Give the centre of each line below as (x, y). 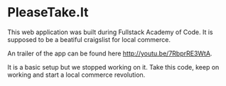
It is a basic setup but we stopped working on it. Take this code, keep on (113, 67)
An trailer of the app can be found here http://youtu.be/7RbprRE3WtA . (110, 53)
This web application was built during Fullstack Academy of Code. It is (110, 32)
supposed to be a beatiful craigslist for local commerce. (89, 39)
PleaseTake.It (48, 12)
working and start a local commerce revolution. (76, 75)
